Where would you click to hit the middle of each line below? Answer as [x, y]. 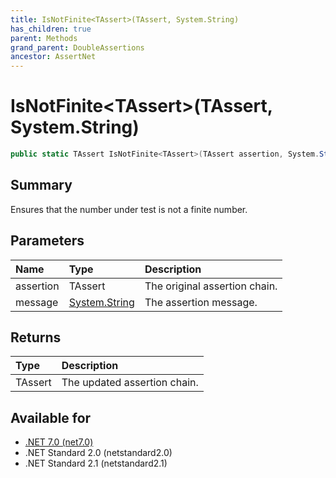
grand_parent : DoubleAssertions [77, 47]
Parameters [47, 241]
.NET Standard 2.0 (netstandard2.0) [98, 453]
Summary [41, 185]
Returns [36, 337]
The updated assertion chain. [130, 383]
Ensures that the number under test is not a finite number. [129, 209]
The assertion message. [201, 302]
